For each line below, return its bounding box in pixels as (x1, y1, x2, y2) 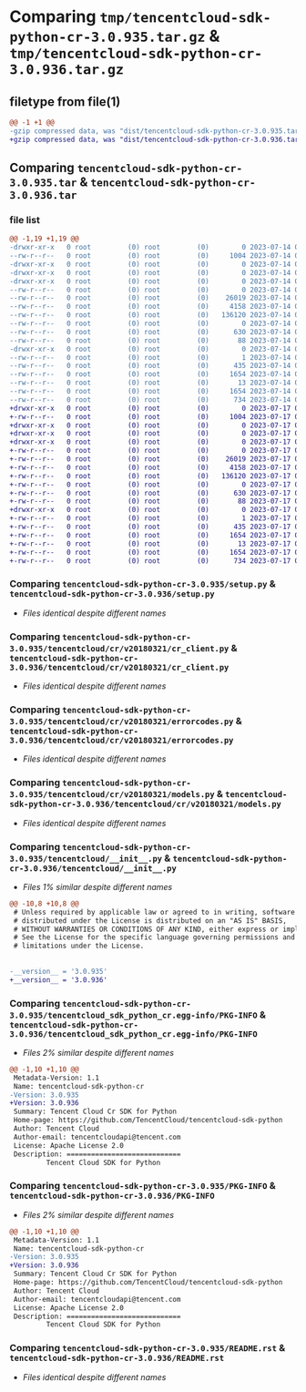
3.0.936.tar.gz (9, 61, 125, 78)
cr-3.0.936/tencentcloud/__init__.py (9, 863, 178, 874)
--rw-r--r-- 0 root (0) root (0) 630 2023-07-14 (9, 327, 291, 336)
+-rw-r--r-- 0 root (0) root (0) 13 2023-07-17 (9, 539, 291, 548)
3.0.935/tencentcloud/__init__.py (9, 854, 162, 864)
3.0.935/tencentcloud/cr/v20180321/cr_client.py (9, 643, 229, 653)
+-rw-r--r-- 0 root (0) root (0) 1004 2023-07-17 (9, 412, 291, 421)
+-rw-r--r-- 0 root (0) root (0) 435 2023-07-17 (9, 522, 291, 532)
